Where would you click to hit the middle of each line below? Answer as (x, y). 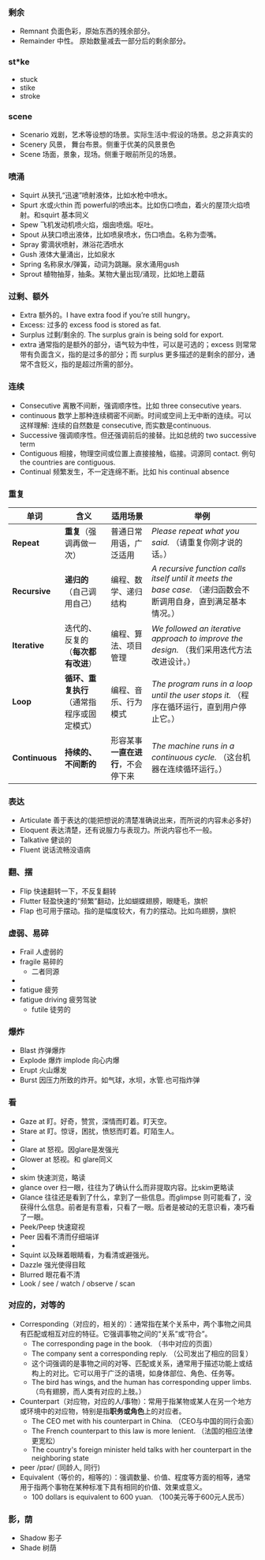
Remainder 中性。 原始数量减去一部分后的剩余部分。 (105, 41)
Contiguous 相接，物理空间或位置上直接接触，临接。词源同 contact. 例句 (138, 453)
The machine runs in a (193, 746)
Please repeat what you (195, 532)
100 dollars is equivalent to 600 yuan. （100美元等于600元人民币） (140, 1497)
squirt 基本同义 (65, 215)
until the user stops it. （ (196, 696)
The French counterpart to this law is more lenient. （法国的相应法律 (142, 1431)
